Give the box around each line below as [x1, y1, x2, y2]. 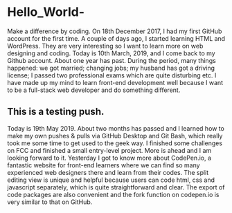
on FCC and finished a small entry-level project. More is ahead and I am [7, 146, 212, 154]
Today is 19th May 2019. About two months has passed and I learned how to [7, 124, 225, 132]
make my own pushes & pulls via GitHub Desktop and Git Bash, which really [7, 131, 223, 140]
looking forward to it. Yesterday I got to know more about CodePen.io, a [7, 154, 212, 162]
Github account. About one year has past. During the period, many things [7, 56, 216, 64]
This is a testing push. [7, 106, 105, 118]
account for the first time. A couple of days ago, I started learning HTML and [7, 34, 226, 42]
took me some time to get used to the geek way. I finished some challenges [7, 139, 223, 147]
